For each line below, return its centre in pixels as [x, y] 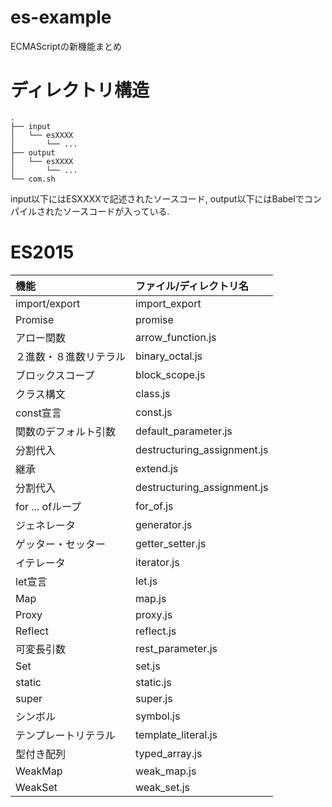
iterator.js [157, 562]
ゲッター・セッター [61, 544]
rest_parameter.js [176, 648]
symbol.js [158, 716]
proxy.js [154, 614]
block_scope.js [170, 374]
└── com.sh [33, 179]
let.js [146, 581]
